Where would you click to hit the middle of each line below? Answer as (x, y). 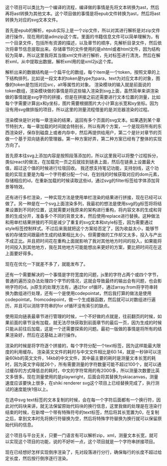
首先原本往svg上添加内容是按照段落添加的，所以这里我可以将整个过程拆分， (83, 155)
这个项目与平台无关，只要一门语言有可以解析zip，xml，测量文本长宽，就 (79, 435)
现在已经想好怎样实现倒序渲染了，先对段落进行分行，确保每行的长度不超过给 (83, 452)
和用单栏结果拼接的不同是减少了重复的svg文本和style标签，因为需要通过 (79, 222)
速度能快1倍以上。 (32, 389)
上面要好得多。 (20, 253)
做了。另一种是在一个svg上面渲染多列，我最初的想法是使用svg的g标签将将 (81, 204)
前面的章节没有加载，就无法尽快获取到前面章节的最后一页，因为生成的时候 (85, 322)
